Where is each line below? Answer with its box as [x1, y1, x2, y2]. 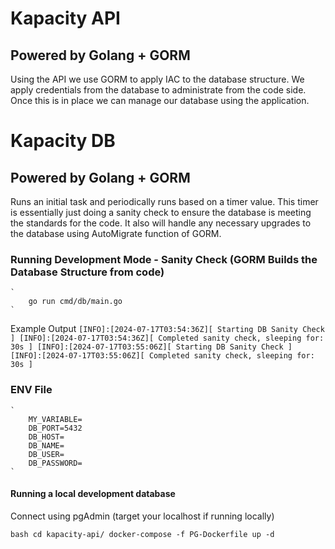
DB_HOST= [28, 432, 65, 442]
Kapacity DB [10, 130, 116, 152]
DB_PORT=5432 [28, 423, 83, 433]
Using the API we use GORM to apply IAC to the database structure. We [10, 73, 305, 85]
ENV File [10, 383, 53, 397]
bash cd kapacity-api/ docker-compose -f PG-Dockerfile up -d [10, 529, 275, 539]
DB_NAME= [28, 440, 65, 451]
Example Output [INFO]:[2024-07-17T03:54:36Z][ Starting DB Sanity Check [10, 323, 325, 335]
